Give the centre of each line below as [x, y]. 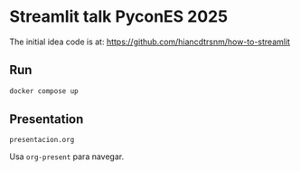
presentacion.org [42, 140]
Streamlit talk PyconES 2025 [119, 17]
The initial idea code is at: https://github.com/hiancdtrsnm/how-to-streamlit [150, 42]
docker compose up [44, 91]
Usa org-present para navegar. [67, 157]
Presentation [47, 119]
